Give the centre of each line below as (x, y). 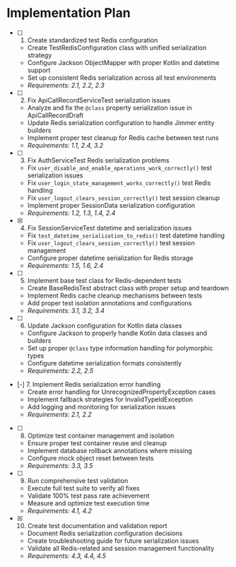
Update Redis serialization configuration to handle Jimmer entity (121, 122)
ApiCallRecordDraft (55, 115)
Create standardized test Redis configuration (93, 40)
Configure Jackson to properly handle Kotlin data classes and (117, 333)
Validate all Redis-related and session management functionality (121, 548)
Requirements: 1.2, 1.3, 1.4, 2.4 (71, 213)
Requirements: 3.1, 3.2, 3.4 (66, 310)
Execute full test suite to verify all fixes (83, 488)
